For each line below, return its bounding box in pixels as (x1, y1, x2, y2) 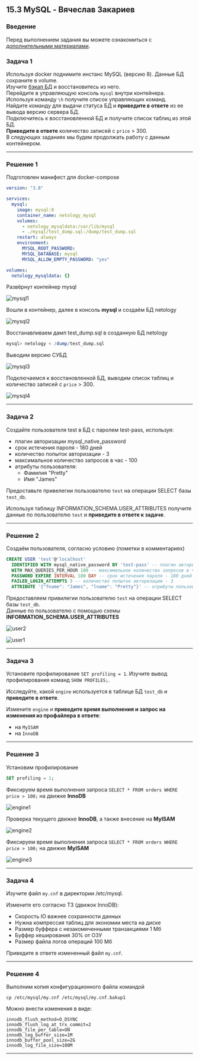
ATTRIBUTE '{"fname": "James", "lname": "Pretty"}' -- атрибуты (11, 584, 174, 590)
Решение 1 (6, 160, 38, 168)
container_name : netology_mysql (17, 212, 97, 218)
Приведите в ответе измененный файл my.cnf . (6, 949, 123, 956)
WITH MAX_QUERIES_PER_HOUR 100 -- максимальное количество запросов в (11, 567, 190, 573)
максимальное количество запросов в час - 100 (14, 456, 138, 464)
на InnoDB (14, 730, 38, 737)
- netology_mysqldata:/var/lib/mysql (21, 224, 115, 229)
